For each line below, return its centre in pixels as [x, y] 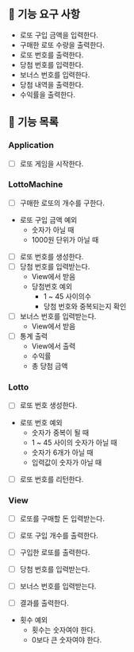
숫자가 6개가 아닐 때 [62, 452]
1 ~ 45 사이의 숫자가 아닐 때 [74, 442]
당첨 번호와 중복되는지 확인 [85, 307]
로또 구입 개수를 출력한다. [59, 535]
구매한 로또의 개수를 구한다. [62, 203]
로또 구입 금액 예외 [48, 219]
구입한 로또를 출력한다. [55, 553]
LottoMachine [36, 184]
